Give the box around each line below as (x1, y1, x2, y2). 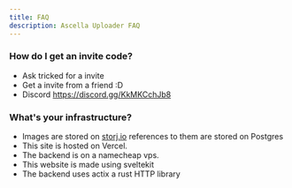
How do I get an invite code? (9, 50, 133, 63)
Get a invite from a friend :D (21, 79, 124, 90)
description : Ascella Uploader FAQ (9, 21, 141, 30)
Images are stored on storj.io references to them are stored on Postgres (21, 132, 284, 142)
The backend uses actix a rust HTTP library (21, 169, 181, 179)
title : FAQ (9, 12, 50, 22)
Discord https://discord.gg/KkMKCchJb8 (21, 89, 172, 100)
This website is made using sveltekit (21, 160, 155, 170)
